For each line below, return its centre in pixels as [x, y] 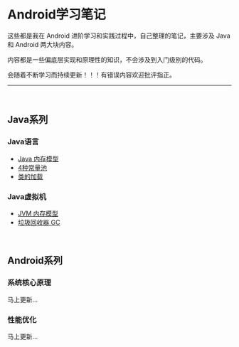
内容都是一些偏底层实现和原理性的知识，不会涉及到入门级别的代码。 [107, 59]
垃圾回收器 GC [39, 222]
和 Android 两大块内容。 [43, 44]
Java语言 [23, 142]
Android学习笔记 [57, 15]
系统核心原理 [30, 283]
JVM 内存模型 [38, 213]
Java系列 [28, 120]
